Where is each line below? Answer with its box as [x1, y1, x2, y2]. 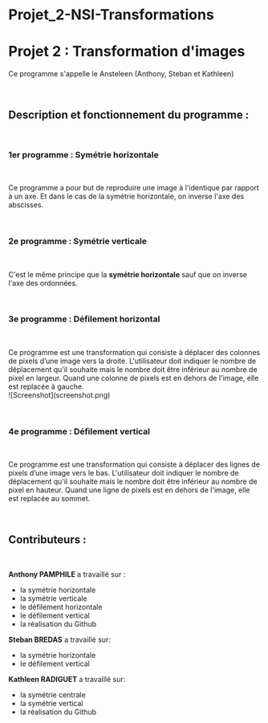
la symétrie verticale [19, 593, 87, 603]
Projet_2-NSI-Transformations [8, 6, 214, 24]
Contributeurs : [8, 533, 87, 546]
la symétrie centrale [19, 689, 86, 700]
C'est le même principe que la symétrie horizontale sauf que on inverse [8, 269, 247, 279]
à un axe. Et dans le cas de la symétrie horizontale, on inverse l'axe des [8, 191, 245, 202]
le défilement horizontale [19, 602, 103, 611]
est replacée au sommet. [8, 494, 91, 504]
